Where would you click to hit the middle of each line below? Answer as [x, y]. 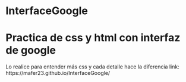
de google [31, 50]
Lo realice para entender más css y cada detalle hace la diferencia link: [92, 67]
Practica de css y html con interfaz [93, 38]
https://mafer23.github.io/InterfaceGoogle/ [58, 73]
